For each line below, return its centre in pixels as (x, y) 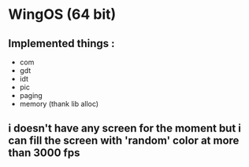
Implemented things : (62, 44)
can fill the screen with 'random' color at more (124, 141)
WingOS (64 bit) (62, 15)
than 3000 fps (44, 153)
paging (31, 95)
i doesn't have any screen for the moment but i (125, 128)
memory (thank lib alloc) (59, 104)
